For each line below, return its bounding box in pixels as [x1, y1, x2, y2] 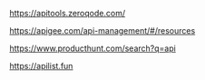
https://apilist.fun [9, 61, 73, 71]
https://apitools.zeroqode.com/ [9, 8, 125, 18]
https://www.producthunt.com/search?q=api [9, 43, 177, 54]
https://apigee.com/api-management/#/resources [9, 25, 196, 35]
